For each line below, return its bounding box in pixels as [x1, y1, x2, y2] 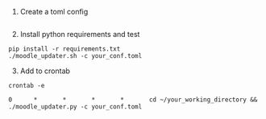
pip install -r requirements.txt [8, 45, 121, 53]
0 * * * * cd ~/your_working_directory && [8, 96, 258, 104]
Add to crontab [19, 66, 71, 76]
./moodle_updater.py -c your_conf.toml [8, 103, 143, 111]
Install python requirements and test [19, 30, 140, 39]
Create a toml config [19, 7, 89, 16]
